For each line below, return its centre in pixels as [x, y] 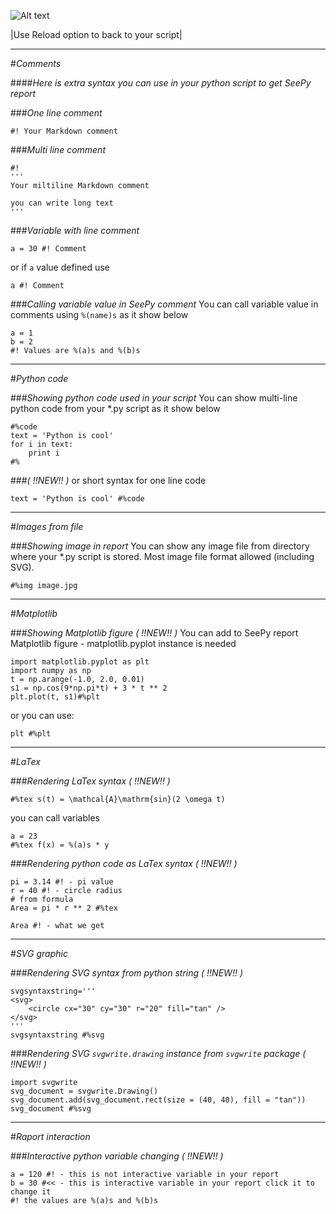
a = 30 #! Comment [48, 249]
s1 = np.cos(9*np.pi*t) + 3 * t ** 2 [89, 688]
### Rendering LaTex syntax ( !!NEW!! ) [90, 781]
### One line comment [56, 113]
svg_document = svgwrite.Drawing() [84, 1091]
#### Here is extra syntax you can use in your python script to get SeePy [161, 83]
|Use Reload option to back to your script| [96, 34]
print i [44, 453]
